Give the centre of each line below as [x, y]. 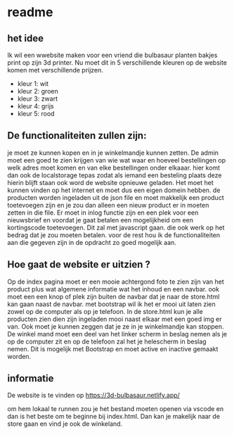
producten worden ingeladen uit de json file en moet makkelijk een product [116, 197]
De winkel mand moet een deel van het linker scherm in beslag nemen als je [117, 334]
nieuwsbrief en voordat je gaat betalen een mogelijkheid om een [100, 220]
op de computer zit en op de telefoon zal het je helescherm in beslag [107, 341]
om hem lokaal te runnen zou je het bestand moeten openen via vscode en [115, 409]
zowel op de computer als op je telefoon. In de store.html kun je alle [105, 311]
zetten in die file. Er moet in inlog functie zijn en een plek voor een [103, 213]
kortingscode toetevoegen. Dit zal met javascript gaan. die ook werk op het [116, 227]
